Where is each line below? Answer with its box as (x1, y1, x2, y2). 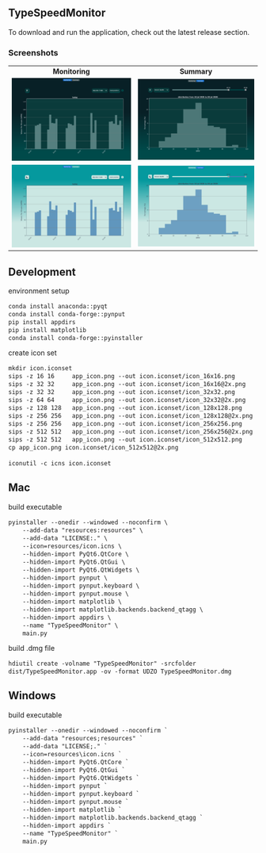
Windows (8, 689, 56, 702)
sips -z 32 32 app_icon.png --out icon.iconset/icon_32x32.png (8, 388, 236, 396)
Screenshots (8, 47, 59, 58)
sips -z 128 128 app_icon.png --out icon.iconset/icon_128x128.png (8, 404, 243, 411)
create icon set (8, 348, 57, 358)
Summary (179, 67, 213, 76)
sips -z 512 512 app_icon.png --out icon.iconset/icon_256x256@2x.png (8, 427, 253, 435)
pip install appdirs (8, 318, 77, 326)
